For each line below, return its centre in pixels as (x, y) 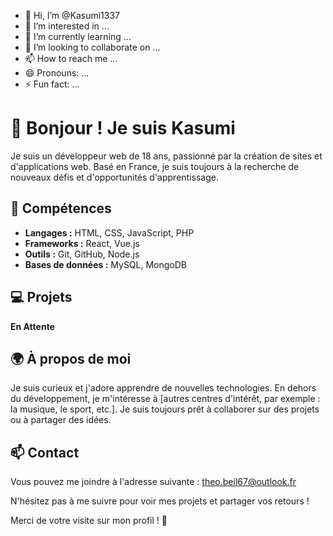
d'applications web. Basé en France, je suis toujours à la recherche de (155, 166)
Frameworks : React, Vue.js (82, 243)
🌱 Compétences (61, 208)
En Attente (32, 326)
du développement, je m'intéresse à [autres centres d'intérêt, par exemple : (165, 399)
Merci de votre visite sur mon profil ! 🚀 (89, 521)
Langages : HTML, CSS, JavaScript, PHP (109, 232)
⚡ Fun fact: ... (52, 84)
